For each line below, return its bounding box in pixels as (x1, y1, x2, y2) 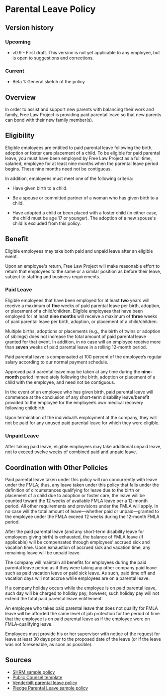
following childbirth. (5, 405, 46, 411)
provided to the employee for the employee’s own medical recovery (5, 399, 143, 405)
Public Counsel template (12, 674, 63, 680)
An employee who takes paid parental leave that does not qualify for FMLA (5, 605, 158, 611)
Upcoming (5, 38, 31, 45)
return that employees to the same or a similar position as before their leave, (5, 268, 162, 274)
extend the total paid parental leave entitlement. (5, 596, 103, 602)
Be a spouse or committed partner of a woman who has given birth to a (12, 194, 159, 200)
